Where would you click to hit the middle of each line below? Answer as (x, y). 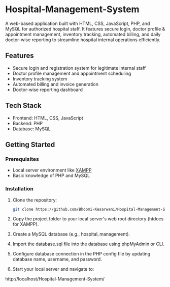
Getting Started (30, 144)
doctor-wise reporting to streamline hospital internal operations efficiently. (83, 40)
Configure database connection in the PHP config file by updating (81, 254)
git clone (23, 209)
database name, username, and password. (57, 259)
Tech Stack (23, 106)
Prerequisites (22, 159)
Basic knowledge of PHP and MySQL (51, 176)
